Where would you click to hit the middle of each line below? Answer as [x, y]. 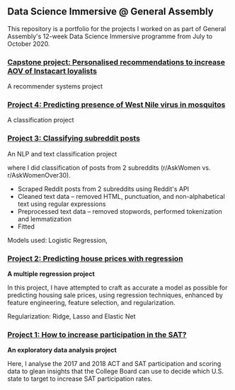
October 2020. [29, 44]
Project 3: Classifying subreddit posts [74, 139]
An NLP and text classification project [62, 154]
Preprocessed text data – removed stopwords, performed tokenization [120, 211]
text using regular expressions [62, 204]
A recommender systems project [55, 86]
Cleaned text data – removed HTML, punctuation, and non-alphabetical [121, 196]
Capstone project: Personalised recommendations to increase [116, 62]
